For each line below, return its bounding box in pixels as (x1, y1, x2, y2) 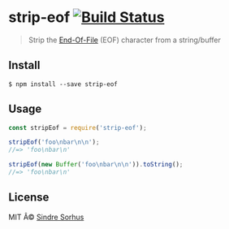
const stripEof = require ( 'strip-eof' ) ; (8, 123, 148, 132)
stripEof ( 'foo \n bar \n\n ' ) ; (8, 138, 100, 146)
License (8, 191, 50, 205)
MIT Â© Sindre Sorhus (8, 212, 84, 222)
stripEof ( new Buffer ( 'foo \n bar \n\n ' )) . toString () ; (8, 161, 184, 169)
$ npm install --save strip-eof (8, 80, 118, 89)
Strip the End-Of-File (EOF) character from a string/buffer (28, 35, 221, 45)
